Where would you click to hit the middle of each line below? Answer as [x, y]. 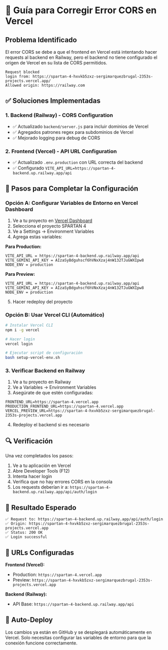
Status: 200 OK [27, 533]
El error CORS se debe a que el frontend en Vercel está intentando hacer [81, 52]
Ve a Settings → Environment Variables [53, 231]
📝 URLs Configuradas [40, 552]
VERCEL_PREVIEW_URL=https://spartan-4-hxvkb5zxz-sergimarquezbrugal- [80, 411]
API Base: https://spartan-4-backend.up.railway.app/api [73, 604]
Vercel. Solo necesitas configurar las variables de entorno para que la [78, 637]
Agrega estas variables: [37, 237]
